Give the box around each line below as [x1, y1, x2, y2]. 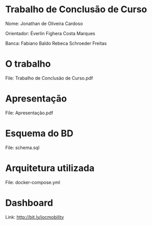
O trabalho [5, 58, 51, 70]
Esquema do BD [5, 128, 74, 139]
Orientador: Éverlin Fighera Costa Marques [5, 30, 95, 36]
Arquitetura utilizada [5, 162, 95, 174]
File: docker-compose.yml [5, 179, 60, 185]
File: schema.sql [5, 144, 40, 151]
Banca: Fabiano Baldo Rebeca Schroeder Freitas [5, 40, 107, 46]
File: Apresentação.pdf [5, 110, 54, 116]
